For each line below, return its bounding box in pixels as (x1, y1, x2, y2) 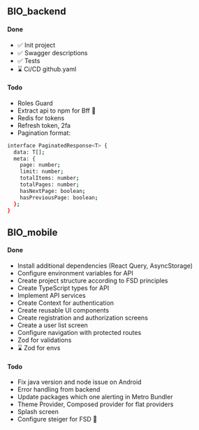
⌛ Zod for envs (17, 344, 61, 352)
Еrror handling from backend (17, 385, 101, 394)
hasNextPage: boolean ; (20, 187, 86, 194)
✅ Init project (17, 41, 56, 49)
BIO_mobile (7, 227, 58, 238)
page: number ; (20, 162, 61, 169)
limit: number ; (20, 168, 64, 175)
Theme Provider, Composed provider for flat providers (17, 400, 174, 408)
